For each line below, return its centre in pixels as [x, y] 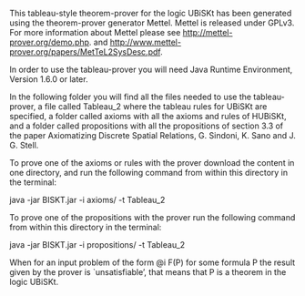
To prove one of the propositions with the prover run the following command [152, 217]
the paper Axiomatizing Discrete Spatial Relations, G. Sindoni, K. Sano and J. [152, 135]
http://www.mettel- [146, 42]
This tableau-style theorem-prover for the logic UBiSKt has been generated [151, 13]
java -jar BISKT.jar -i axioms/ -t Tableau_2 [87, 200]
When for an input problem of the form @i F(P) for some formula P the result [152, 262]
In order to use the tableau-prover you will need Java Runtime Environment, [151, 69]
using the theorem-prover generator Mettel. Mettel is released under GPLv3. [152, 23]
